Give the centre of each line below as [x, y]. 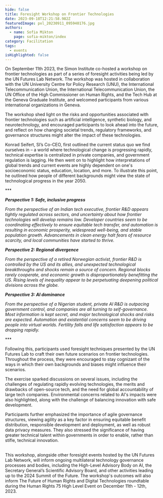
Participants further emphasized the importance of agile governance [74, 415]
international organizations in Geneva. [43, 105]
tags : [10, 46]
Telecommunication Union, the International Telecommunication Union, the [80, 90]
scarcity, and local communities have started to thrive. [60, 240]
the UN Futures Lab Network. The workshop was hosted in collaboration [77, 79]
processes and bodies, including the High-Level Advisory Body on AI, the [79, 465]
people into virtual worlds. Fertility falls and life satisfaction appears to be [79, 325]
